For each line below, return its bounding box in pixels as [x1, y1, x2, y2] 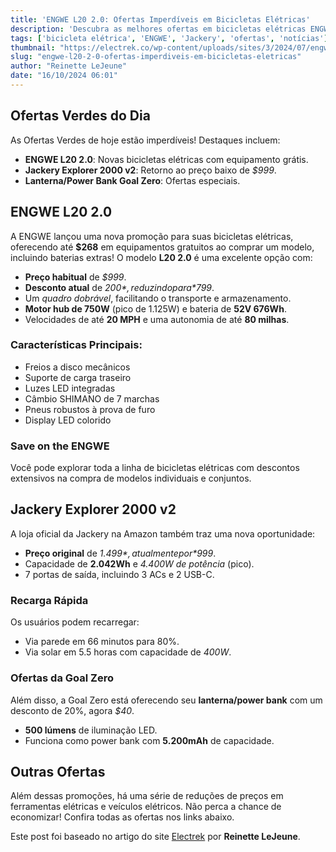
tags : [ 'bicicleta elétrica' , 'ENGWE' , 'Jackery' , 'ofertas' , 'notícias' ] [10, 33, 329, 43]
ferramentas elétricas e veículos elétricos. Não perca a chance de [10, 801, 282, 813]
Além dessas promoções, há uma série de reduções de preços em [10, 790, 284, 802]
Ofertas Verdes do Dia [10, 107, 151, 125]
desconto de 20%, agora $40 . [10, 704, 135, 716]
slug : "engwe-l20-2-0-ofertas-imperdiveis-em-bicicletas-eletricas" [10, 52, 302, 62]
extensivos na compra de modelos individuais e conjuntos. [10, 472, 252, 485]
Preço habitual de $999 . [24, 271, 127, 283]
